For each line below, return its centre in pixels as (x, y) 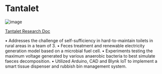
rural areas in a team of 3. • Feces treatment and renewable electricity (75, 45)
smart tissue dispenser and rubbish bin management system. (66, 66)
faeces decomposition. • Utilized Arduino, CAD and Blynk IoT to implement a (81, 61)
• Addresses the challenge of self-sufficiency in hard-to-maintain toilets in (79, 40)
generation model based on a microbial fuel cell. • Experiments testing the (79, 51)
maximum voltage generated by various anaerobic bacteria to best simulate (80, 56)
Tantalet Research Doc (28, 31)
